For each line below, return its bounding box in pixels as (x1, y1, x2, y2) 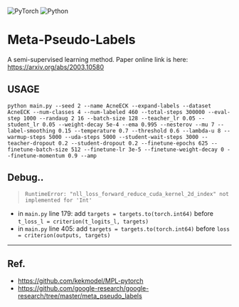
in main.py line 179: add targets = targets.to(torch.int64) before (17, 209, 213, 217)
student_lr (7, 121, 40, 128)
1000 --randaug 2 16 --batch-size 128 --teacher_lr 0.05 (23, 115, 196, 122)
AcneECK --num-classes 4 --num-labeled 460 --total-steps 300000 (7, 108, 205, 115)
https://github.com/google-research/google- (17, 284, 149, 293)
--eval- (208, 108, 231, 115)
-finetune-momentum (7, 152, 65, 160)
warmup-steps (7, 133, 46, 140)
